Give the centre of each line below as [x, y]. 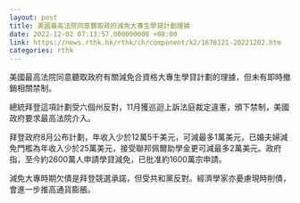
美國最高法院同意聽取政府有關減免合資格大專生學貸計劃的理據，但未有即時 [146, 77]
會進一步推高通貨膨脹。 [52, 190]
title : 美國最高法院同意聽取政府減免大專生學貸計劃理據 [100, 26]
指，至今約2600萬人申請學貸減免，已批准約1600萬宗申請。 [118, 159]
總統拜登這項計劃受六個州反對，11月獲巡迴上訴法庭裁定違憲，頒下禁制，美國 [150, 107]
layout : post [33, 17]
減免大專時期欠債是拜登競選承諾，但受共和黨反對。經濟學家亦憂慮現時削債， [150, 178]
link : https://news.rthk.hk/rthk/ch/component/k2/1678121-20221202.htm [145, 42]
